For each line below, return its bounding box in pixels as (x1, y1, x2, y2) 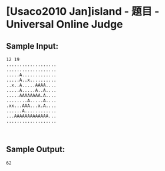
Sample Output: (6, 145, 65, 155)
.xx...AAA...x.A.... (6, 103, 57, 109)
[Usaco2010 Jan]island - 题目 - (6, 5, 160, 18)
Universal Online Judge (6, 18, 123, 31)
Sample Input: (6, 41, 59, 51)
